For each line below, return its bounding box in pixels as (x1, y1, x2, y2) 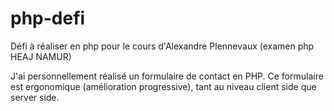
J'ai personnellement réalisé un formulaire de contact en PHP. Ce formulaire (10, 70, 324, 82)
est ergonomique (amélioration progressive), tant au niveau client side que (10, 80, 317, 92)
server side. (10, 91, 60, 103)
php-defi (10, 7, 86, 30)
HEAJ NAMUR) (10, 50, 72, 62)
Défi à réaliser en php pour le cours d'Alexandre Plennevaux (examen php (10, 40, 315, 52)
